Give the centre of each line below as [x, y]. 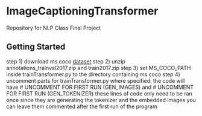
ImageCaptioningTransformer [82, 11]
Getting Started [36, 47]
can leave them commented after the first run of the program [82, 106]
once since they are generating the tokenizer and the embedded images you [101, 100]
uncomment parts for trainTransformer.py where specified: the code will [96, 80]
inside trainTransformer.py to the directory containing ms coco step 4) [93, 74]
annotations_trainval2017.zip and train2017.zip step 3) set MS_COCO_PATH [99, 68]
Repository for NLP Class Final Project [54, 28]
